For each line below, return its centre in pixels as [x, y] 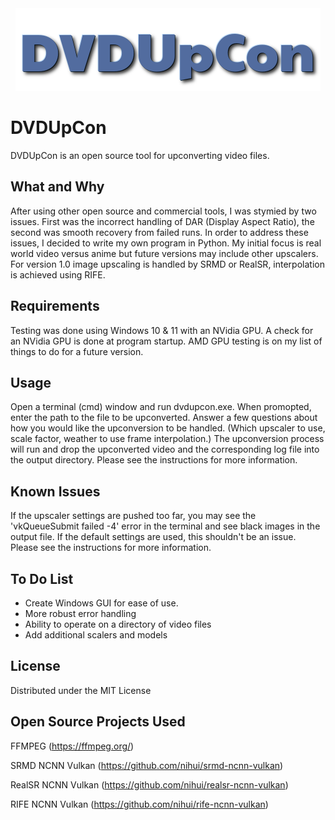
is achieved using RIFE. [58, 274]
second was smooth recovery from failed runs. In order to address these [159, 232]
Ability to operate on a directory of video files [118, 624]
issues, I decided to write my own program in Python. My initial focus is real [166, 243]
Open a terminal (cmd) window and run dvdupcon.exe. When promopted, [161, 407]
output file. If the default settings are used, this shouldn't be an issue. [153, 537]
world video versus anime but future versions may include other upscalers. [164, 253]
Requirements [55, 306]
